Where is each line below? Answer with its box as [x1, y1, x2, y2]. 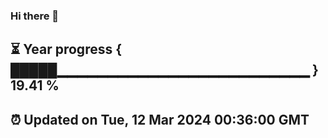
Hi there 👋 [10, 9, 60, 23]
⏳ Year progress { [10, 41, 123, 58]
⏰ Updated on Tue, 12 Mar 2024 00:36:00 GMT [10, 111, 310, 128]
